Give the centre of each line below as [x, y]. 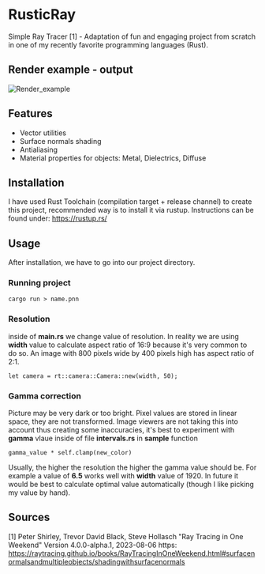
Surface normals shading [60, 141]
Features [30, 113]
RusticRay [42, 15]
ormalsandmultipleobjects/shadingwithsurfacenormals [97, 561]
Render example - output [71, 70]
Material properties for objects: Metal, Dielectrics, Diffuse [113, 158]
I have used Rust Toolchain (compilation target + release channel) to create [130, 202]
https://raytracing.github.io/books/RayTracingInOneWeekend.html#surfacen [132, 553]
